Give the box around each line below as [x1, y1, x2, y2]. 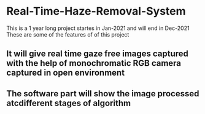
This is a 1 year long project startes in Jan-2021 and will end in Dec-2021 [6, 24, 190, 32]
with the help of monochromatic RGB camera [6, 58, 182, 68]
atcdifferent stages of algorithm [6, 98, 131, 108]
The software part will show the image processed [6, 88, 199, 99]
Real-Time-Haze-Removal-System [6, 4, 186, 18]
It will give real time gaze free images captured [6, 49, 189, 59]
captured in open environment [6, 68, 125, 78]
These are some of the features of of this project [6, 30, 130, 38]
